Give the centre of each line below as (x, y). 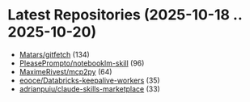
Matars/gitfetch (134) (54, 54)
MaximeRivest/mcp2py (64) (66, 71)
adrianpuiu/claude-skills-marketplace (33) (90, 89)
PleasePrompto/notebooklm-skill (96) (82, 63)
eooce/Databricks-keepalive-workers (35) (89, 80)
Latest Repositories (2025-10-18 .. (125, 15)
